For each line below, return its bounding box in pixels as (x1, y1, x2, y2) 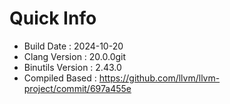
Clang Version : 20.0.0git (23, 50, 127, 62)
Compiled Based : (23, 72, 97, 84)
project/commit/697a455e (23, 82, 132, 94)
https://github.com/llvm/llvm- (98, 72, 221, 84)
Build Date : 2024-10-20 (23, 40, 124, 52)
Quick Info (9, 7, 97, 30)
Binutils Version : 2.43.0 (23, 61, 122, 73)
